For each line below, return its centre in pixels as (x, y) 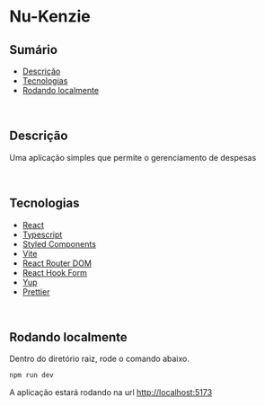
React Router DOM (57, 263)
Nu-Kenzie (50, 17)
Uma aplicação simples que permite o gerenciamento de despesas (133, 157)
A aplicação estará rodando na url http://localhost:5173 (111, 393)
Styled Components (59, 243)
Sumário (34, 50)
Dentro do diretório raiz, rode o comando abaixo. (100, 359)
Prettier (36, 291)
